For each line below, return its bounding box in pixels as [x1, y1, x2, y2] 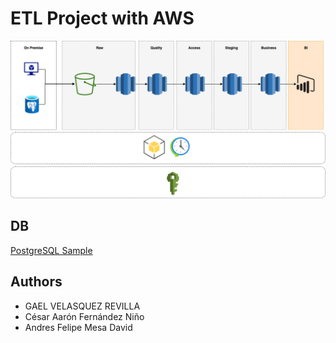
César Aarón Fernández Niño [24, 310, 145, 322]
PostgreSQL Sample [10, 244, 93, 256]
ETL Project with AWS [10, 7, 195, 30]
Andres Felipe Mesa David [24, 321, 133, 333]
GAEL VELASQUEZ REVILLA [24, 300, 141, 312]
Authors [10, 273, 63, 291]
